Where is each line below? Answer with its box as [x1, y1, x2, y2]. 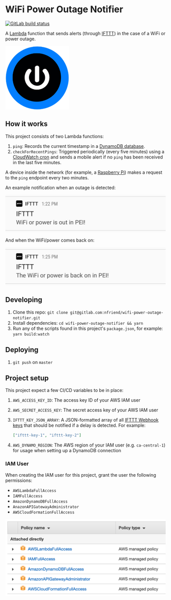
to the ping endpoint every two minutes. [5, 174, 89, 180]
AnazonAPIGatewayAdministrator [12, 504, 79, 509]
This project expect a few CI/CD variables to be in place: [5, 387, 124, 394]
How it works [5, 120, 48, 128]
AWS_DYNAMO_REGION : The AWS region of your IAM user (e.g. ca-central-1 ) [12, 442, 165, 448]
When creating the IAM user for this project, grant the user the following [5, 472, 156, 478]
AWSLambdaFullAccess [12, 488, 56, 493]
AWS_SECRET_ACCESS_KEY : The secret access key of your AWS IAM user [12, 407, 159, 413]
